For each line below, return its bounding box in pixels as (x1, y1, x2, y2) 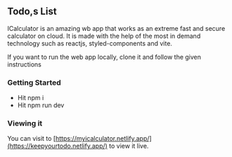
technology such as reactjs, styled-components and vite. (7, 39, 172, 48)
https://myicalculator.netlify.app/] (55, 135, 153, 143)
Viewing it (7, 118, 43, 128)
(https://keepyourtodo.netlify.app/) (7, 142, 108, 150)
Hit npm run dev (17, 101, 65, 109)
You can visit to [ (7, 135, 56, 143)
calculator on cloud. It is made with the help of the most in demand (7, 32, 201, 40)
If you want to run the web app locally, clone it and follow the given (7, 53, 202, 61)
